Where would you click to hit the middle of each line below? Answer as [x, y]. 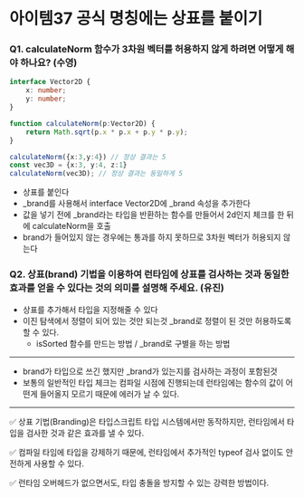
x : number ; [46, 91]
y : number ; [46, 99]
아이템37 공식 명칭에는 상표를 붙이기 [136, 19]
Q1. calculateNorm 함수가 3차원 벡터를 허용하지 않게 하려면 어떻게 [147, 49]
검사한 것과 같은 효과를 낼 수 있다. [85, 433]
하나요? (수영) [48, 62]
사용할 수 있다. [58, 464]
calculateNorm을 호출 [71, 226]
